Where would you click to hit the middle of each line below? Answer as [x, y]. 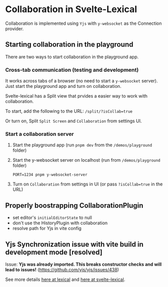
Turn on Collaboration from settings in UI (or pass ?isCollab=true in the [88, 184]
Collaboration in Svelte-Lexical [71, 9]
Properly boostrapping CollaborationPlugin [74, 205]
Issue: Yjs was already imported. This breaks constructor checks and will [83, 264]
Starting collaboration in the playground [69, 45]
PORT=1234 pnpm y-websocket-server [50, 175]
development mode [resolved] [54, 252]
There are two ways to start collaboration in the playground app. [72, 57]
